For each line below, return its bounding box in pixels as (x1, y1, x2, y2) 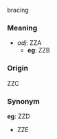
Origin (7, 64, 29, 73)
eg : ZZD (7, 112, 30, 120)
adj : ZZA (16, 39, 42, 47)
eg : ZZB (27, 46, 50, 55)
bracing (7, 6, 29, 14)
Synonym (7, 96, 40, 106)
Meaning (7, 23, 38, 33)
